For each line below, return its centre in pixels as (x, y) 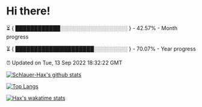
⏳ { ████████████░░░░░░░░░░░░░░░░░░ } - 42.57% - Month (92, 28)
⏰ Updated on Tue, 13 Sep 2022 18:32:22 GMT (64, 63)
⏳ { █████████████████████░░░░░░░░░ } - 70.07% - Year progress (101, 49)
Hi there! (28, 11)
